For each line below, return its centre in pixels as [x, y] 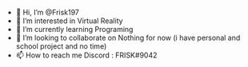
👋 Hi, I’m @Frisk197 [48, 12]
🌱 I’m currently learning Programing [74, 29]
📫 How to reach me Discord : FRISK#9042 [86, 55]
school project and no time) [61, 46]
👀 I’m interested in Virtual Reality [69, 21]
